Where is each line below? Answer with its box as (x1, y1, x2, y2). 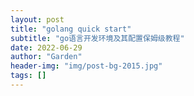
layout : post (10, 14, 65, 25)
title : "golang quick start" (10, 24, 132, 34)
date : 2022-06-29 (10, 42, 83, 53)
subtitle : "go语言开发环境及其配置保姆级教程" (10, 33, 185, 43)
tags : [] (10, 71, 47, 81)
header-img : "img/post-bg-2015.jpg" (10, 61, 163, 71)
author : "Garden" (10, 52, 83, 62)
